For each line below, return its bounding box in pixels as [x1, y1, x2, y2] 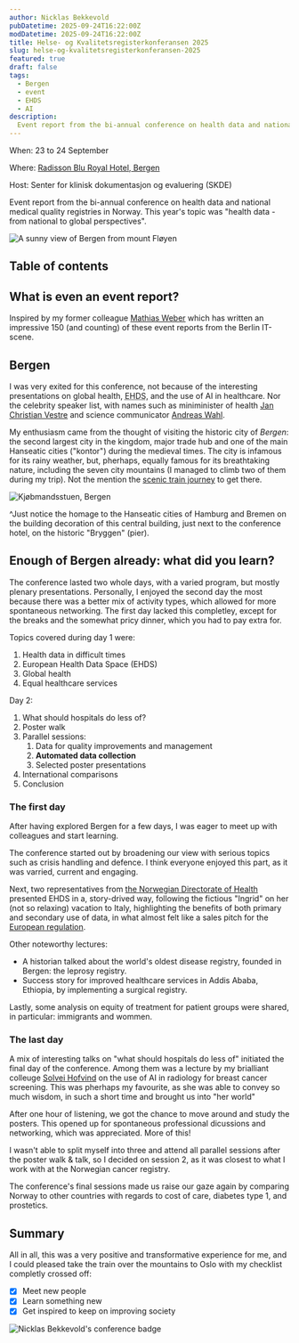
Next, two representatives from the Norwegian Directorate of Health [9, 883, 258, 895]
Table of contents [9, 259, 109, 274]
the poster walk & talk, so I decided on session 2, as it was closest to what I [9, 1154, 286, 1165]
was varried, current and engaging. [9, 867, 139, 877]
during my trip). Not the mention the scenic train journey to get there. [9, 474, 263, 485]
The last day [9, 1034, 64, 1046]
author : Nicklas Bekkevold [9, 12, 109, 22]
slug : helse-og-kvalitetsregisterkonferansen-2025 [9, 46, 201, 55]
